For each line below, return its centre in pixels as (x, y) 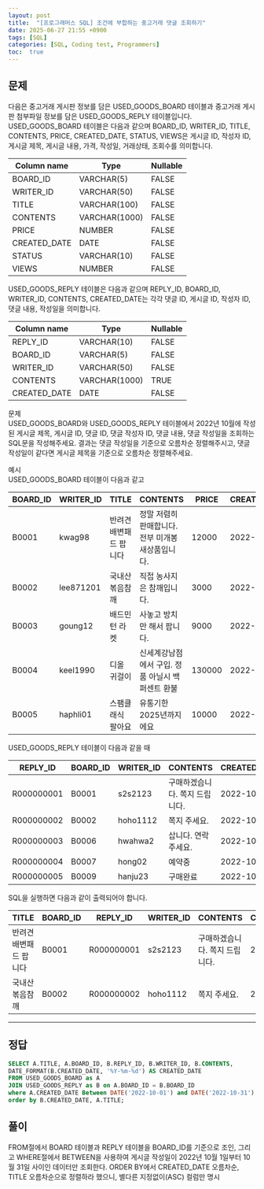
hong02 (132, 861)
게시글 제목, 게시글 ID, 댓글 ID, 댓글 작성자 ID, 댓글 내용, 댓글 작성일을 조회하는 (136, 433)
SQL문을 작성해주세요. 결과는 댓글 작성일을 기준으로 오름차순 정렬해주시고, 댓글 (129, 443)
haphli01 (75, 714)
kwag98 (74, 537)
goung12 (76, 625)
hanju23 (133, 876)
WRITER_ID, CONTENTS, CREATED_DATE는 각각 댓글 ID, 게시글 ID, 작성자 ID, (130, 298)
